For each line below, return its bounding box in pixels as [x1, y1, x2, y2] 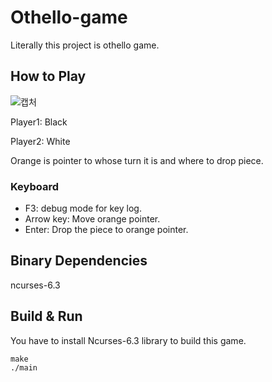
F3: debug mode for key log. [24, 202, 142, 215]
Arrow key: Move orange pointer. [24, 213, 161, 225]
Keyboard [10, 179, 60, 193]
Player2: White [10, 135, 71, 147]
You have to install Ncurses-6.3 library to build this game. [10, 334, 247, 346]
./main [10, 362, 38, 373]
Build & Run [10, 308, 83, 325]
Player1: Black [10, 116, 68, 128]
